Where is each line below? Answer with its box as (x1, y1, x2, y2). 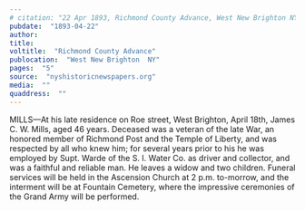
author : (9, 30, 39, 39)
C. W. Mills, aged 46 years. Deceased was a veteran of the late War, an (9, 123, 275, 134)
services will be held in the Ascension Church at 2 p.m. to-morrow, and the (9, 171, 290, 182)
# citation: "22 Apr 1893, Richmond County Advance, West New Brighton (9, 13, 286, 23)
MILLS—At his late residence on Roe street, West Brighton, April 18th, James (9, 114, 296, 125)
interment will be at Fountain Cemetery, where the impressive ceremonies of (9, 181, 295, 192)
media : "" (9, 81, 51, 90)
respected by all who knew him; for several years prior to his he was (9, 142, 265, 154)
